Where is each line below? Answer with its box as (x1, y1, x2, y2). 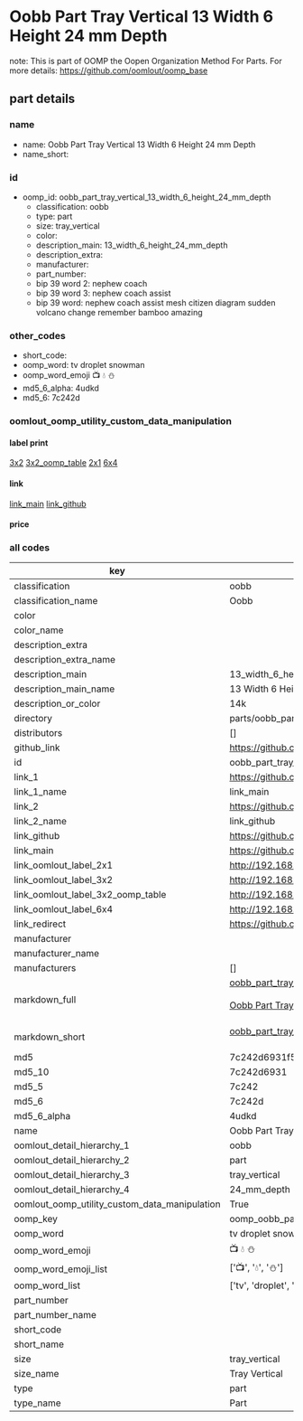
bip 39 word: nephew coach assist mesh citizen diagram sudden (35, 296, 276, 308)
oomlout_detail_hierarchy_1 (14, 1139, 130, 1152)
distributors (14, 727, 63, 739)
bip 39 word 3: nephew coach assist (35, 287, 171, 298)
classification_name (14, 595, 98, 607)
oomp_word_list (14, 1279, 81, 1292)
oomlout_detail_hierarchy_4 (14, 1183, 130, 1196)
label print (9, 437, 49, 448)
